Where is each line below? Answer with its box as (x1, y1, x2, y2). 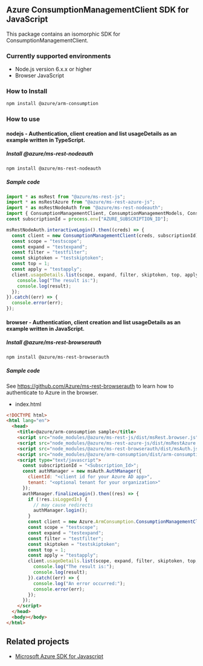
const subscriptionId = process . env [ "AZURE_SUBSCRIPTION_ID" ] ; (6, 216, 169, 222)
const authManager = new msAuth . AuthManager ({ (22, 468, 142, 475)
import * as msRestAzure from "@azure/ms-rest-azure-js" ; (6, 199, 155, 205)
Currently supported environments (6, 51, 111, 60)
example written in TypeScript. (6, 136, 86, 144)
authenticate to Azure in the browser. (6, 389, 98, 396)
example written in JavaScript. (6, 325, 85, 332)
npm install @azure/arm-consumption (6, 101, 98, 107)
